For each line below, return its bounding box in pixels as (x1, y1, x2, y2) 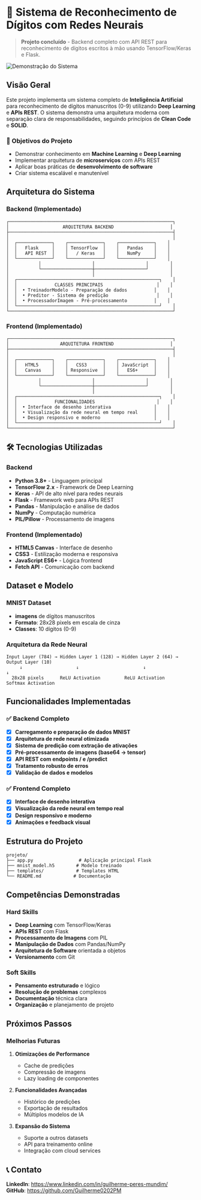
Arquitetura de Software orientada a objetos (14, 947, 126, 954)
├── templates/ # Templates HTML (6, 868, 119, 874)
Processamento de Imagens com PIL (14, 934, 108, 941)
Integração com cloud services (23, 1147, 101, 1154)
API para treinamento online (23, 1140, 93, 1148)
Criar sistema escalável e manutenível (14, 170, 109, 177)
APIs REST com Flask (14, 928, 69, 935)
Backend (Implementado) (6, 205, 82, 213)
